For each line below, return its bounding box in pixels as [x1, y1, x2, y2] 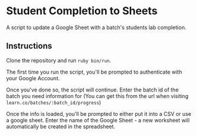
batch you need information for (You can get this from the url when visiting [6, 92, 189, 99]
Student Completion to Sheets [6, 4, 158, 18]
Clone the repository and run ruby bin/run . [6, 56, 112, 64]
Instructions [6, 41, 52, 51]
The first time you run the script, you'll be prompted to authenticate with [6, 68, 182, 75]
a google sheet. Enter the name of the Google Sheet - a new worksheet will [6, 116, 190, 124]
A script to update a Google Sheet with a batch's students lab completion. [6, 24, 187, 31]
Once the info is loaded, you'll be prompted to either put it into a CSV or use [6, 110, 192, 117]
